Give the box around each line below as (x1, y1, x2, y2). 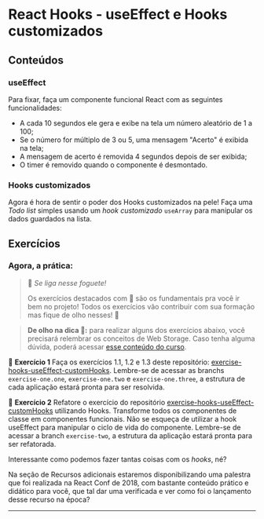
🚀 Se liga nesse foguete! (27, 278, 107, 287)
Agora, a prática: (8, 261, 73, 272)
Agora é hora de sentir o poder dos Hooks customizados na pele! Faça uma (8, 198, 253, 207)
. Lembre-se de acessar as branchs (109, 365, 225, 375)
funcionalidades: (8, 103, 63, 112)
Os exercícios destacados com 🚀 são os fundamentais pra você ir (27, 293, 240, 303)
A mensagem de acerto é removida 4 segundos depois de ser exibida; (19, 152, 247, 161)
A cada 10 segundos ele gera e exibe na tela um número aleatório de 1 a (19, 118, 253, 127)
